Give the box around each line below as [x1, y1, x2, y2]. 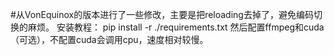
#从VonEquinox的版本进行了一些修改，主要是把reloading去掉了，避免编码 [10, 9, 314, 20]
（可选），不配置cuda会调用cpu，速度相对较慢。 [10, 34, 209, 45]
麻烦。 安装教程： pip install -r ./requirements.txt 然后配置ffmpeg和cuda [27, 21, 325, 33]
